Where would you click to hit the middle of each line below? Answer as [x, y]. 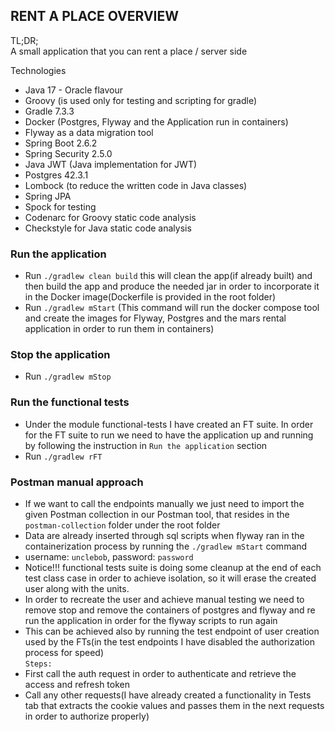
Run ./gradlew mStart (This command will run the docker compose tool [172, 308]
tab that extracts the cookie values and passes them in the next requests [174, 705]
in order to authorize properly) [87, 716]
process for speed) [64, 652]
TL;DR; [24, 40]
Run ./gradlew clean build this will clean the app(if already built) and [168, 276]
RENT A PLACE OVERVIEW [95, 16]
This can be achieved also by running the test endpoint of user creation [172, 631]
